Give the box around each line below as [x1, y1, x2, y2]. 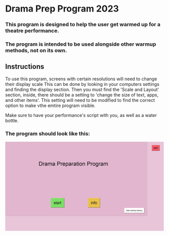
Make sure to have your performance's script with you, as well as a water [5, 112, 157, 118]
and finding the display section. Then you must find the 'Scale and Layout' [5, 86, 159, 92]
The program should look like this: [5, 130, 91, 137]
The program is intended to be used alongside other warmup [5, 41, 156, 48]
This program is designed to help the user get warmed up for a [5, 21, 161, 28]
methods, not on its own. [5, 47, 67, 54]
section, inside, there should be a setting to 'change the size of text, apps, [5, 91, 158, 98]
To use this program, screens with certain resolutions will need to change [5, 76, 157, 82]
